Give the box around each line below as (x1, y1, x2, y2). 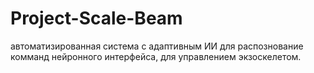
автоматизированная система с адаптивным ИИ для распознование (10, 40, 304, 52)
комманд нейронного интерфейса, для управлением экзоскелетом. (10, 50, 302, 62)
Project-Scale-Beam (10, 7, 183, 30)
